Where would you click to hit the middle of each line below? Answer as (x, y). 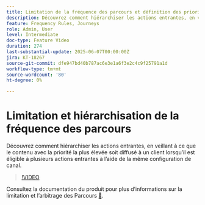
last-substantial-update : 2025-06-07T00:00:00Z (68, 52)
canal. (14, 165)
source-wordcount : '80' (37, 75)
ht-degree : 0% (24, 80)
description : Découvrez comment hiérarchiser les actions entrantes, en (101, 18)
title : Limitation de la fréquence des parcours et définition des (94, 12)
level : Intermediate (33, 35)
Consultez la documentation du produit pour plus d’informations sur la (94, 189)
